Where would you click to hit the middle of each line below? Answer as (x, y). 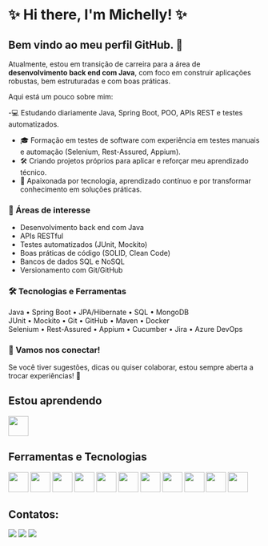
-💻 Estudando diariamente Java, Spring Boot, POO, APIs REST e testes (126, 113)
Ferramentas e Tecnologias (78, 457)
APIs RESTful (42, 236)
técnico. (33, 172)
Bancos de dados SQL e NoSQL (72, 261)
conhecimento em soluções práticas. (81, 189)
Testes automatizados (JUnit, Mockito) (84, 245)
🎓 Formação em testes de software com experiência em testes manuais (140, 140)
